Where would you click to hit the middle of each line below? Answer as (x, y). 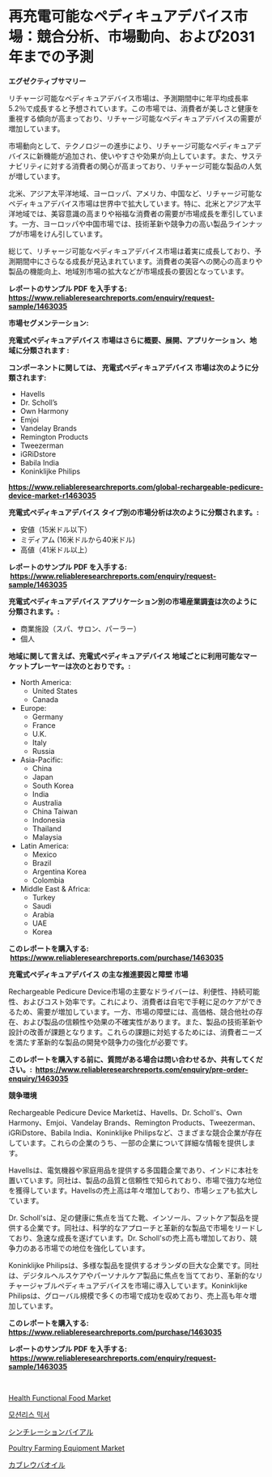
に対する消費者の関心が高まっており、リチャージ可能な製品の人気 (153, 166)
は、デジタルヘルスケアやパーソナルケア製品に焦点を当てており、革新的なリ (136, 1275)
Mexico (45, 854)
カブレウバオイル (37, 1464)
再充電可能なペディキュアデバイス (121, 17)
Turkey (44, 897)
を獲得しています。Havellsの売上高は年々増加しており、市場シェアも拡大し (133, 1190)
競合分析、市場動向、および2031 (146, 37)
